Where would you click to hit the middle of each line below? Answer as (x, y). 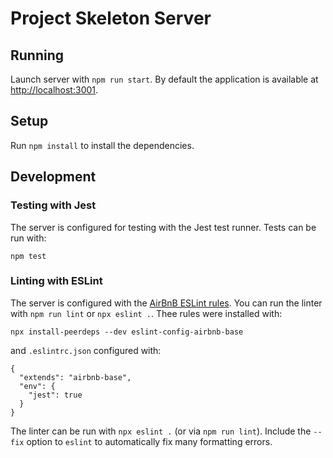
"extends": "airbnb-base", (75, 377)
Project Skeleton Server (111, 18)
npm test (28, 256)
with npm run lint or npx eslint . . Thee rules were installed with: (146, 313)
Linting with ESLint (56, 281)
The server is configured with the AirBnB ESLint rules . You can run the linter (166, 303)
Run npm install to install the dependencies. (102, 145)
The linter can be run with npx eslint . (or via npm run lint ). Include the (161, 431)
